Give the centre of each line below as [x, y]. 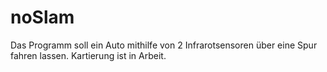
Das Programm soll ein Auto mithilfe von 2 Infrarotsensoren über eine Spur [164, 45]
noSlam [42, 17]
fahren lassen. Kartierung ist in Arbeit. [88, 55]
